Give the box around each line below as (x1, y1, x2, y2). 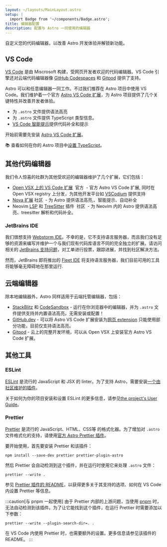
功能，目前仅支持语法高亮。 (16, 322, 74, 329)
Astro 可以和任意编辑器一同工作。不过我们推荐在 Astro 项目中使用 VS (5, 85, 147, 91)
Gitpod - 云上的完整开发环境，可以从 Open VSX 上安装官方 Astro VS (12, 329, 152, 335)
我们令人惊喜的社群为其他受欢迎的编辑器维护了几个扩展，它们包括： (5, 174, 145, 180)
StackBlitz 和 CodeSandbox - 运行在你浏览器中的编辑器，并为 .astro (12, 304, 153, 310)
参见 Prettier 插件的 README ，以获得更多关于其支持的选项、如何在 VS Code (5, 481, 162, 487)
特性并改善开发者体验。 (9, 98, 58, 104)
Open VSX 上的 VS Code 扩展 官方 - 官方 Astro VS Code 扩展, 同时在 (12, 184, 155, 190)
